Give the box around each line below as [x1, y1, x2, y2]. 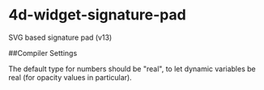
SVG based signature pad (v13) [8, 32, 113, 42]
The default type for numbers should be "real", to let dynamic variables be [8, 63, 257, 74]
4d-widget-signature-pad [8, 6, 186, 24]
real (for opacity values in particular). [8, 72, 132, 82]
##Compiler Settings [8, 48, 78, 58]
